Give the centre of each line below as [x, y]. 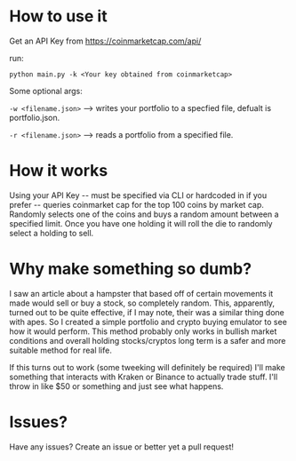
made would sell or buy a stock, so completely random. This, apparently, [142, 303]
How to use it [59, 16]
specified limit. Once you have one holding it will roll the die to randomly [141, 223]
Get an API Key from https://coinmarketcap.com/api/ [105, 41]
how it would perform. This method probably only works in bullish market [143, 331]
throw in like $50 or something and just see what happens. [116, 386]
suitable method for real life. [61, 350]
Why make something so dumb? [130, 269]
